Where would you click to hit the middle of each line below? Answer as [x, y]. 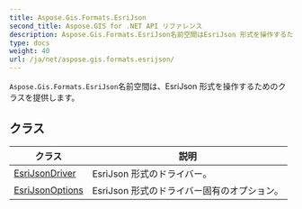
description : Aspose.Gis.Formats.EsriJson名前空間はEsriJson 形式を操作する [148, 34]
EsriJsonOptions [49, 190]
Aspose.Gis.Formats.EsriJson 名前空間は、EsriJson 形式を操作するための [144, 86]
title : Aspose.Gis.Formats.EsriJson [78, 18]
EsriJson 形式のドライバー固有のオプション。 [188, 190]
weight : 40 [30, 51]
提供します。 [56, 97]
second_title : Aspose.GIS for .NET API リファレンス [106, 26]
